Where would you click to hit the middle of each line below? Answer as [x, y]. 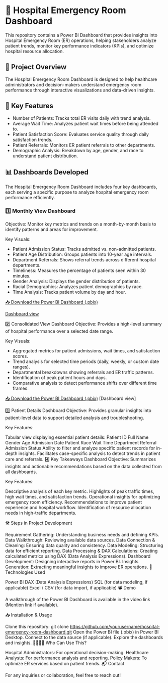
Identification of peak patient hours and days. [60, 377]
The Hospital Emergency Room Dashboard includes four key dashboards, [81, 187]
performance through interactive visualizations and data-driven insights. [80, 90]
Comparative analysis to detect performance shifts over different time [85, 383]
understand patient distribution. [45, 156]
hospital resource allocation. [34, 51]
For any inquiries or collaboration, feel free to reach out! [63, 675]
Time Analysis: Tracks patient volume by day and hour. [69, 292]
